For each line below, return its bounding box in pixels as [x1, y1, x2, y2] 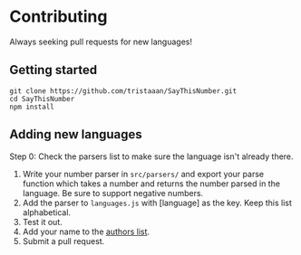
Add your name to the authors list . [22, 226, 150, 237]
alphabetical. [22, 206, 71, 218]
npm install [9, 102, 54, 111]
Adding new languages [9, 127, 142, 142]
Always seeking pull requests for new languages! [9, 36, 193, 47]
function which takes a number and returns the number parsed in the [22, 178, 281, 189]
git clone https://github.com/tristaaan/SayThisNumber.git [9, 86, 238, 96]
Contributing [9, 6, 108, 27]
